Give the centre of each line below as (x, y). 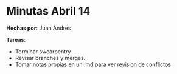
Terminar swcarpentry (43, 51)
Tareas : (16, 39)
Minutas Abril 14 (48, 11)
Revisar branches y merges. (50, 58)
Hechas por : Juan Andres (39, 28)
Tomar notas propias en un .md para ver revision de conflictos (93, 64)
